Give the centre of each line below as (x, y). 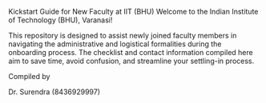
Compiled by (29, 76)
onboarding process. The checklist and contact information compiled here (131, 52)
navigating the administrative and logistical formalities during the (115, 44)
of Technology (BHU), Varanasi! (60, 20)
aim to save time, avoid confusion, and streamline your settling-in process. (131, 61)
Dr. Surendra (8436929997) (54, 92)
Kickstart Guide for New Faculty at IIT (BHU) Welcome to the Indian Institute (133, 12)
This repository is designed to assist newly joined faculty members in (123, 36)
